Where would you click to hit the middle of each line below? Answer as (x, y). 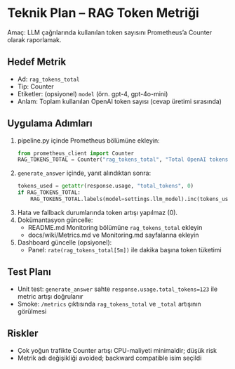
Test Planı (29, 272)
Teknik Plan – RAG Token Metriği (103, 13)
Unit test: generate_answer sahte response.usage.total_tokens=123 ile (117, 289)
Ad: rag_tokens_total (48, 79)
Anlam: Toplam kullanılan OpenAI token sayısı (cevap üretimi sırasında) (120, 101)
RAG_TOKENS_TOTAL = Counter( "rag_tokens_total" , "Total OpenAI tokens (123, 160)
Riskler (23, 334)
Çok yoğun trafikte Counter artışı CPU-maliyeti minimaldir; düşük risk (117, 350)
